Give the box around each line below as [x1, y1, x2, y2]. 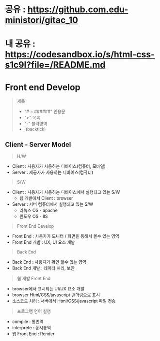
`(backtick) [24, 126, 46, 132]
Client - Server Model [5, 140, 71, 148]
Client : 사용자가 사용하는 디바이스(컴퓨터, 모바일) [12, 163, 106, 169]
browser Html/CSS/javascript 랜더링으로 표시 [12, 292, 100, 298]
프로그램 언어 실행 [16, 308, 51, 314]
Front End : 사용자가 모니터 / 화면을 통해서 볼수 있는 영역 [12, 233, 120, 239]
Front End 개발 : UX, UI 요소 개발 [12, 239, 75, 245]
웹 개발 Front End [16, 275, 51, 282]
